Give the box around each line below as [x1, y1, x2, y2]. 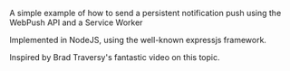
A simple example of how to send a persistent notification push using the [9, 8, 282, 18]
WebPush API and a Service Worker [9, 17, 143, 28]
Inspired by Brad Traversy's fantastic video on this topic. [9, 52, 220, 62]
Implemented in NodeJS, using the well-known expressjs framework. [9, 35, 267, 45]
